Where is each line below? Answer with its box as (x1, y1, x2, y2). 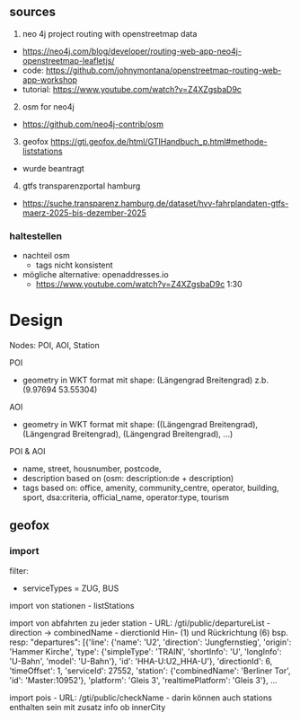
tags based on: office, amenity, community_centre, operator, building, (22, 482, 280, 494)
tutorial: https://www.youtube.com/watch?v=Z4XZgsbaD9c (22, 84, 243, 94)
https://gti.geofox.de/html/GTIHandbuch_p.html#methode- (50, 136, 268, 146)
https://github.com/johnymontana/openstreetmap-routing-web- (45, 65, 282, 75)
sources (9, 4, 57, 20)
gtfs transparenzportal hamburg (22, 180, 141, 191)
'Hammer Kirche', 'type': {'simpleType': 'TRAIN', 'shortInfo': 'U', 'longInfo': (9, 646, 282, 656)
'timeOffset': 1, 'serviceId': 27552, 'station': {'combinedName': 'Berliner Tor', (9, 665, 291, 676)
